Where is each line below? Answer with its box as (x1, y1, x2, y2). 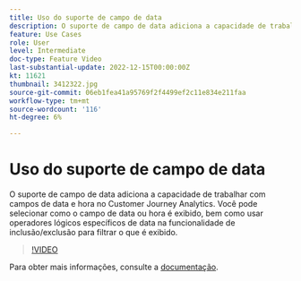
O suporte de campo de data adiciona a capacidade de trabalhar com (9, 189, 266, 200)
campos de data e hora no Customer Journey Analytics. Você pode (9, 199, 258, 209)
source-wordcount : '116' (9, 105, 102, 114)
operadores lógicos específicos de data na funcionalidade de (9, 217, 236, 228)
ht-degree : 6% (9, 113, 63, 122)
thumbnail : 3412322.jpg (9, 80, 99, 89)
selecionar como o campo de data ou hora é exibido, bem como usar (9, 208, 264, 219)
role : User (9, 38, 50, 47)
